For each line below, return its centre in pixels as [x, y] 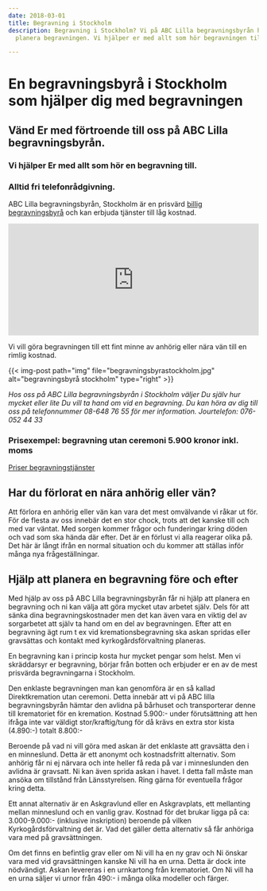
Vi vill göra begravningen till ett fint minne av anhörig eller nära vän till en [128, 347]
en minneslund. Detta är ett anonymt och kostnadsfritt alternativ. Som [122, 754]
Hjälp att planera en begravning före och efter [123, 579]
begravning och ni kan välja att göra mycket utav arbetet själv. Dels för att [129, 606]
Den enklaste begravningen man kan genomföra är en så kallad [112, 688]
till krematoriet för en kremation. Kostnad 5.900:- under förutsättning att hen [133, 714]
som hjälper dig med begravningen [126, 101]
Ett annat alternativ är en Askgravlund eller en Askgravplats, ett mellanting [130, 803]
